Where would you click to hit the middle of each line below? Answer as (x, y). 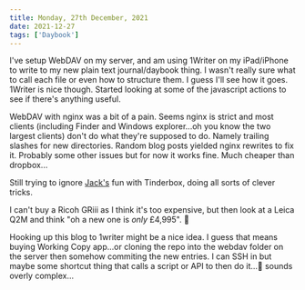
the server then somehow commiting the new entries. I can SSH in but (141, 256)
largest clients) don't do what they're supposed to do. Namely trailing (139, 136)
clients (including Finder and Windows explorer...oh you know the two (140, 126)
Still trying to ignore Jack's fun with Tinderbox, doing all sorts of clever (142, 183)
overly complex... (42, 276)
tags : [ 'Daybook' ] (44, 35)
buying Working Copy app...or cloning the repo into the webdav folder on (147, 247)
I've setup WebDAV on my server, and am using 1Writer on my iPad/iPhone (149, 61)
